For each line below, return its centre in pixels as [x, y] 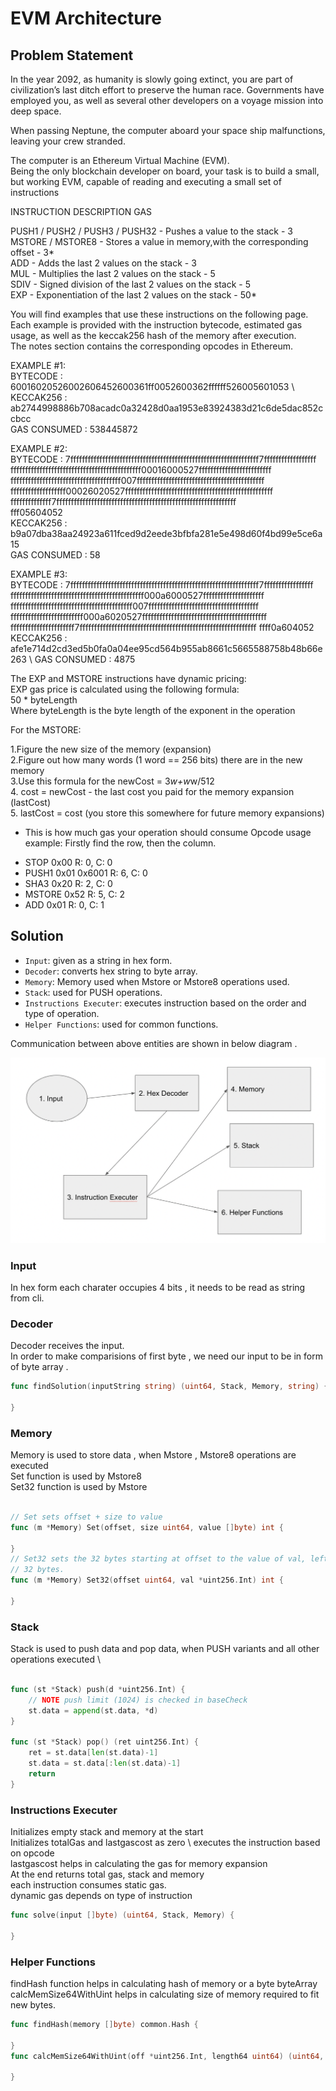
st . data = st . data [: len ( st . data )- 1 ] [105, 1763]
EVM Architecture [86, 18]
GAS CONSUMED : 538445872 [74, 429]
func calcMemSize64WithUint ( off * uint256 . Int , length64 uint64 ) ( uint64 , [167, 2056]
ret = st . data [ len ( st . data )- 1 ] [93, 1753]
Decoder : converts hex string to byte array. [111, 971]
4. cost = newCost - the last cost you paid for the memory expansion [152, 791]
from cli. [27, 1298]
